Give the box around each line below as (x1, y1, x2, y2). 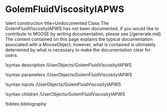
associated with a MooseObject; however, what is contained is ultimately (5, 41, 156, 47)
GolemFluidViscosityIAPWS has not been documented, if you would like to (5, 25, 159, 31)
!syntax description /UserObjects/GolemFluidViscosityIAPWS (5, 62, 132, 68)
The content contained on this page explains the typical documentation (5, 36, 153, 42)
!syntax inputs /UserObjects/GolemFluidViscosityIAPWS (5, 81, 122, 87)
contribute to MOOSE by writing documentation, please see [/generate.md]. (5, 31, 162, 37)
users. (5, 52, 19, 58)
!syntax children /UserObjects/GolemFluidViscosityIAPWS (5, 91, 125, 97)
